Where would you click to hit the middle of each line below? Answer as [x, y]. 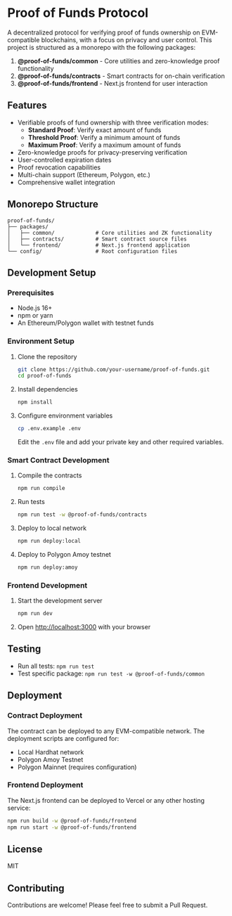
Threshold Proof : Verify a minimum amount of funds [104, 137]
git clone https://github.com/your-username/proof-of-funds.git [114, 369]
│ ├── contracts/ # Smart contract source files [97, 239]
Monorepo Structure [53, 204]
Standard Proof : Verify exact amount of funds [95, 130]
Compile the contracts [50, 475]
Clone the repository [47, 356]
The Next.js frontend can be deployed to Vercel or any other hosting [106, 800]
